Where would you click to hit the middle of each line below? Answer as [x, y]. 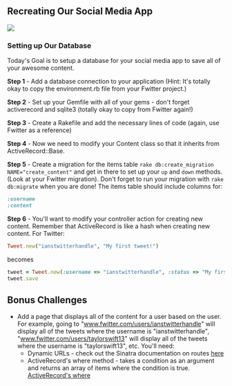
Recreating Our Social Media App [80, 11]
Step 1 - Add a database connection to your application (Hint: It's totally [109, 82]
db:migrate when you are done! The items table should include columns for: [115, 187]
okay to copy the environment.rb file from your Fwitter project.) [97, 89]
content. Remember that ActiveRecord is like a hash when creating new [109, 226]
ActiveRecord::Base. [36, 151]
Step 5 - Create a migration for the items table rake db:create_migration [110, 165]
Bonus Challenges [47, 300]
